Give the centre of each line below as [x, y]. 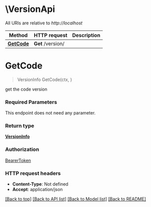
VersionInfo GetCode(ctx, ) [45, 79]
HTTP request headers [33, 173]
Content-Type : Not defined [40, 184]
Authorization [22, 149]
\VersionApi [30, 9]
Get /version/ [49, 43]
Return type [20, 126]
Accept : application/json [37, 190]
